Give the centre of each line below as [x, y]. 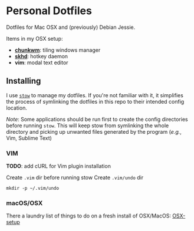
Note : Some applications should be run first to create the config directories [97, 119]
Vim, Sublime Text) [29, 138]
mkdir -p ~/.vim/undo [33, 189]
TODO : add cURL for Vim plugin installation [58, 166]
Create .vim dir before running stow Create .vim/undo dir [75, 177]
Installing [24, 81]
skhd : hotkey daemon [41, 56]
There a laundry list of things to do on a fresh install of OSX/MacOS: [88, 216]
